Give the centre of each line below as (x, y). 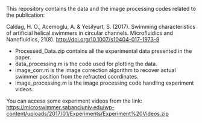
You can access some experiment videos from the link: (74, 101)
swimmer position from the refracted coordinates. (77, 76)
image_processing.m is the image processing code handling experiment (104, 83)
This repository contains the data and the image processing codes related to (101, 9)
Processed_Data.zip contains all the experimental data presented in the (103, 51)
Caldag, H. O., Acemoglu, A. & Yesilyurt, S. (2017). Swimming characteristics (101, 27)
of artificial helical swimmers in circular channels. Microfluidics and (90, 33)
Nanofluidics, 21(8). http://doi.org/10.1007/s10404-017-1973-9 (83, 39)
